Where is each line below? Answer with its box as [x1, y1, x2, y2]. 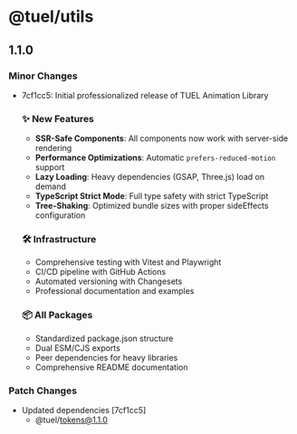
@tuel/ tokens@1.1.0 [34, 414, 108, 426]
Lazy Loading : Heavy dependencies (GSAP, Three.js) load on [34, 172, 265, 183]
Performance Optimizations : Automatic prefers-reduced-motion [34, 152, 276, 164]
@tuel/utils [8, 6, 94, 27]
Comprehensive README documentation [34, 362, 188, 373]
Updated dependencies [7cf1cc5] [21, 405, 147, 416]
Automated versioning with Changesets [34, 276, 183, 287]
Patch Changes [8, 384, 78, 397]
